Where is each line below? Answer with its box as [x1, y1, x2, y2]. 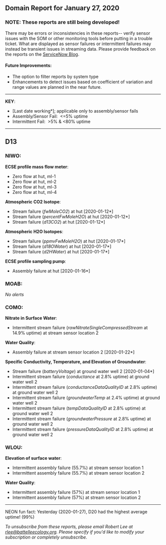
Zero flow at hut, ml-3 [12, 183, 57, 190]
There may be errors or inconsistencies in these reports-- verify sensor [5, 30, 151, 36]
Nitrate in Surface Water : [5, 315, 57, 321]
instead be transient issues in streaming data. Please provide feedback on [5, 46, 156, 52]
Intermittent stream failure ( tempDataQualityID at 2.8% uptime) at [12, 405, 146, 411]
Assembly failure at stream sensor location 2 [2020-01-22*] [12, 349, 135, 355]
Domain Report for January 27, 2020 [5, 4, 120, 12]
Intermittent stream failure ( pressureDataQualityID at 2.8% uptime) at [12, 426, 154, 432]
